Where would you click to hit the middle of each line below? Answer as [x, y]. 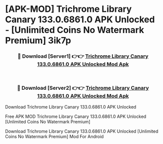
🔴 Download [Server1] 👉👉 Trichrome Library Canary [83, 56]
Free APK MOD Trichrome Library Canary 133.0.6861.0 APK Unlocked [76, 116]
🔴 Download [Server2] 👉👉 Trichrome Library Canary [83, 88]
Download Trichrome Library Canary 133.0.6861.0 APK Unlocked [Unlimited [82, 131]
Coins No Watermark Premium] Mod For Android [54, 136]
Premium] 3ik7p [38, 41]
